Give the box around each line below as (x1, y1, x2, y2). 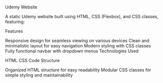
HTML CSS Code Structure (5, 58, 60, 63)
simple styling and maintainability (5, 72, 73, 78)
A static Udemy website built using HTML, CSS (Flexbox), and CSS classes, (5, 14, 159, 19)
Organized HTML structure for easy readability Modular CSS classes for (5, 67, 152, 73)
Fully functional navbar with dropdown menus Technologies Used (5, 48, 139, 54)
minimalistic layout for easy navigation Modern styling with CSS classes (5, 43, 151, 48)
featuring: (5, 19, 25, 24)
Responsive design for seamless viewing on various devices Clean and (5, 38, 150, 43)
